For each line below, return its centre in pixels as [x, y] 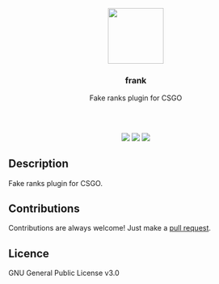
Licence [29, 254]
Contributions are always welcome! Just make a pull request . [110, 228]
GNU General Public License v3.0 [64, 273]
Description [38, 164]
